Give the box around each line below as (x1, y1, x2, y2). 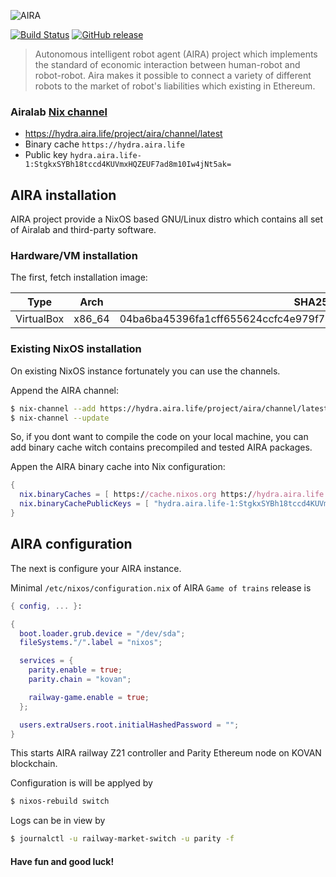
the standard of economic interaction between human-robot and (34, 59, 301, 70)
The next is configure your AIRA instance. (10, 562, 182, 574)
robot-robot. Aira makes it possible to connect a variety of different (34, 70, 312, 81)
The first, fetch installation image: (10, 271, 148, 284)
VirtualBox (15, 312, 65, 326)
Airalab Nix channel (10, 105, 108, 119)
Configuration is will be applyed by (10, 777, 153, 789)
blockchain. (10, 758, 58, 770)
